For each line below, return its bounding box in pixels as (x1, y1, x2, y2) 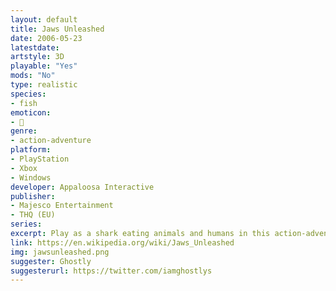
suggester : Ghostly (10, 256, 92, 266)
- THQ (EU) (10, 210, 56, 220)
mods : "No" (10, 71, 56, 81)
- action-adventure (10, 136, 92, 146)
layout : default (10, 14, 78, 25)
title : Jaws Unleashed (10, 24, 105, 34)
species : (10, 89, 47, 99)
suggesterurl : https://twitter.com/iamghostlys (10, 266, 213, 276)
